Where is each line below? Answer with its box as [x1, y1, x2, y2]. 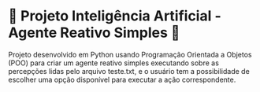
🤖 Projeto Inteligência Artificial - [8, 7, 222, 25]
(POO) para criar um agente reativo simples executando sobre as [8, 58, 219, 68]
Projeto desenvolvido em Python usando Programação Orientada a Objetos [8, 50, 252, 59]
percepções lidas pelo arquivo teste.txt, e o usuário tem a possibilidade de [8, 66, 250, 75]
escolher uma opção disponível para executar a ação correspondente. [8, 75, 236, 84]
